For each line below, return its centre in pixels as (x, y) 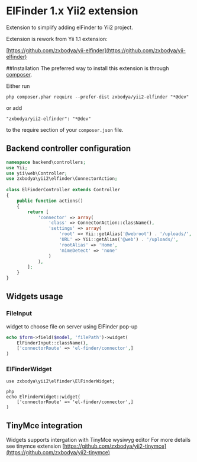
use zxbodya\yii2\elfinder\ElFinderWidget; (61, 381)
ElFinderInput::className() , (53, 343)
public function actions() (50, 201)
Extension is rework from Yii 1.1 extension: (57, 39)
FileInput (19, 314)
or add (14, 107)
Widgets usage (35, 297)
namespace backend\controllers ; (46, 162)
